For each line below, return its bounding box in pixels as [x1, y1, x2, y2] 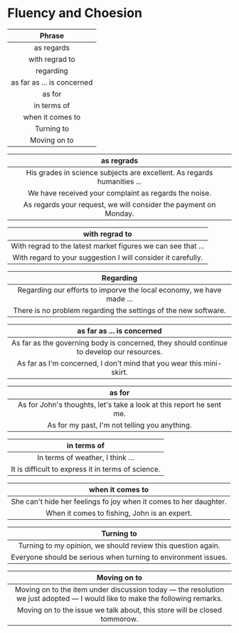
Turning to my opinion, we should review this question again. [18, 541, 221, 550]
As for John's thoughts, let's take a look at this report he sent [17, 400, 222, 410]
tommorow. [100, 614, 139, 624]
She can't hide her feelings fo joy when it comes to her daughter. [11, 496, 228, 506]
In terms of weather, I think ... [36, 452, 134, 462]
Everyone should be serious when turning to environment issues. [11, 552, 228, 562]
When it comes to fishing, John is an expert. [46, 508, 192, 518]
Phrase [39, 31, 65, 41]
